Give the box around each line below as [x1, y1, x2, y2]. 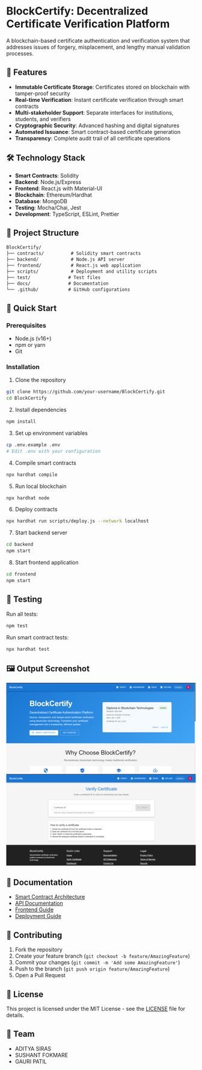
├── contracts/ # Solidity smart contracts [6, 250, 141, 257]
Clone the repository [14, 376, 66, 384]
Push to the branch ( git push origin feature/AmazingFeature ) [14, 965, 170, 972]
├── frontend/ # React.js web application [6, 262, 141, 269]
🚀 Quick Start [6, 303, 57, 313]
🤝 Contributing [6, 930, 63, 940]
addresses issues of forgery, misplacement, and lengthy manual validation [6, 43, 191, 51]
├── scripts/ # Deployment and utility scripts [6, 268, 158, 275]
